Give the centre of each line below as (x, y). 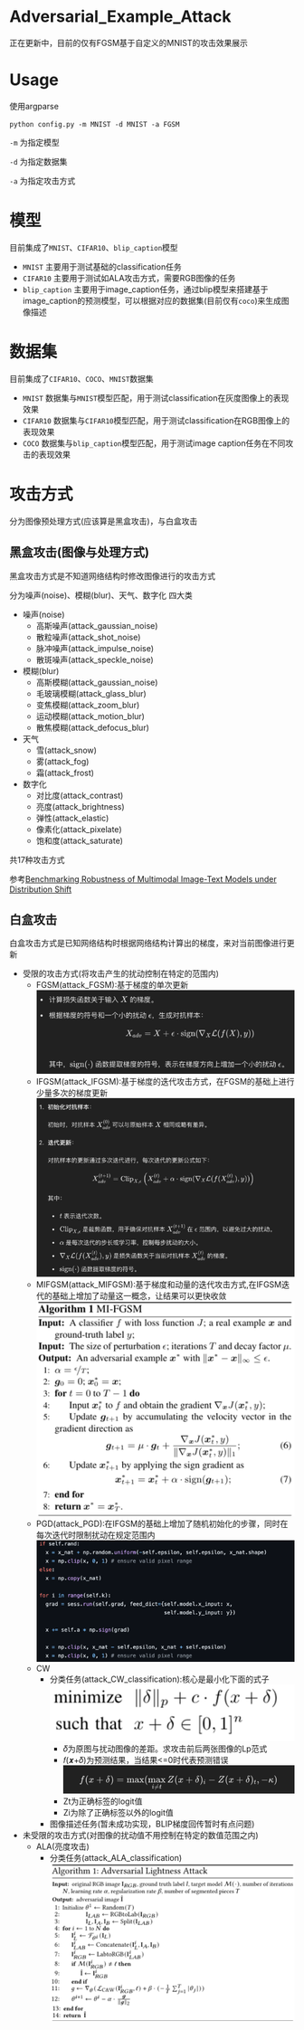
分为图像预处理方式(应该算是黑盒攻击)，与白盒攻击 (104, 521)
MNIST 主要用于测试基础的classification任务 (102, 266)
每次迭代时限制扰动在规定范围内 (95, 1534)
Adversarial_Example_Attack (120, 17)
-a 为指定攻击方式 (43, 180)
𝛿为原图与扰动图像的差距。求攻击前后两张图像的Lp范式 (165, 1749)
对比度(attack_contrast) (80, 795)
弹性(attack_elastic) (72, 818)
